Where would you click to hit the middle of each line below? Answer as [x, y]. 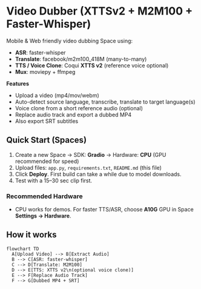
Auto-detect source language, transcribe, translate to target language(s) [105, 102]
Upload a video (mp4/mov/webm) [57, 95]
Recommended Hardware [44, 196]
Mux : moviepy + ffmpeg [45, 71]
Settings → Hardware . [43, 216]
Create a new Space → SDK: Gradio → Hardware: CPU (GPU [91, 154]
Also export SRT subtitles [47, 121]
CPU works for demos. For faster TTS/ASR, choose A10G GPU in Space [104, 210]
